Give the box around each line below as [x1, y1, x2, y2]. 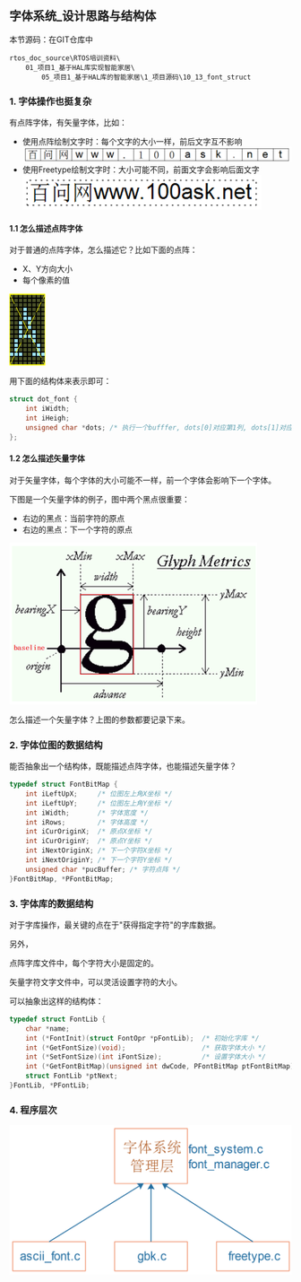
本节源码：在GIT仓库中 [9, 34, 94, 45]
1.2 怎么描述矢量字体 [9, 453, 85, 464]
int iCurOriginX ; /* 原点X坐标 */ [25, 827, 153, 836]
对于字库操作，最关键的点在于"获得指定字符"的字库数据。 [9, 919, 221, 930]
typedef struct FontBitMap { [9, 780, 118, 789]
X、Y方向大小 [21, 264, 73, 275]
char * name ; [25, 1024, 70, 1033]
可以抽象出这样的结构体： [9, 995, 104, 1007]
